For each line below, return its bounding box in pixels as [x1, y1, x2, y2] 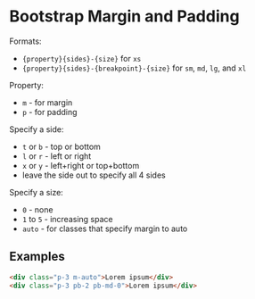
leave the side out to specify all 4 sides [21, 170, 167, 180]
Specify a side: [9, 123, 64, 135]
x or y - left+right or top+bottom [21, 160, 140, 170]
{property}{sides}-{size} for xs [21, 53, 142, 63]
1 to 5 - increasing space [21, 213, 113, 224]
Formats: [9, 36, 42, 46]
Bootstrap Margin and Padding [9, 6, 240, 27]
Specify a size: [9, 187, 64, 197]
